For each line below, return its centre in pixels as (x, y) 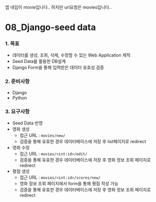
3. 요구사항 (17, 111)
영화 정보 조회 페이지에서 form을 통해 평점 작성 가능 (69, 184)
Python (19, 98)
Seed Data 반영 (27, 123)
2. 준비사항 (17, 82)
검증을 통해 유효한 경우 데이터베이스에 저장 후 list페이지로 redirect (83, 142)
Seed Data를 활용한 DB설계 (39, 61)
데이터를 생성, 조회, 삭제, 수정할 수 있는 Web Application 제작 (71, 55)
